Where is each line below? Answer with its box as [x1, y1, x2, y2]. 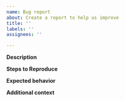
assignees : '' [6, 32, 43, 38]
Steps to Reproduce [6, 65, 58, 73]
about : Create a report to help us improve [6, 15, 119, 21]
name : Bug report [6, 9, 51, 15]
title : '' [6, 20, 32, 26]
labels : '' [6, 26, 34, 32]
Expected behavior [6, 77, 56, 85]
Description [6, 54, 37, 61]
